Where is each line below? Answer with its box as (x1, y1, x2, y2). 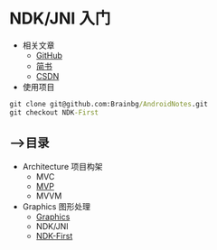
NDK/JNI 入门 (9, 8, 111, 29)
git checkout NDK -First (9, 107, 99, 117)
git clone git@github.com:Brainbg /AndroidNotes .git (9, 99, 208, 108)
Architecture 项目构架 (22, 161, 103, 171)
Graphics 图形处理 (22, 200, 90, 212)
